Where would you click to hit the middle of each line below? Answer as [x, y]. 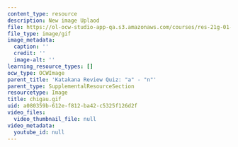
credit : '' [30, 54]
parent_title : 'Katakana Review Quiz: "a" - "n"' [82, 80]
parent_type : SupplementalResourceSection [71, 86]
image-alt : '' [34, 60]
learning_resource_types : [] [50, 66]
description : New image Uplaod [53, 20]
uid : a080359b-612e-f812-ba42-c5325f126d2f [73, 106]
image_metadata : [31, 40]
